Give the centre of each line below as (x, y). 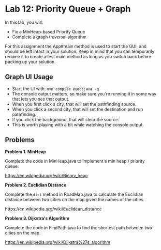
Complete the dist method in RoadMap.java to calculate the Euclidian (74, 194)
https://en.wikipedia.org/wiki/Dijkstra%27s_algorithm (58, 242)
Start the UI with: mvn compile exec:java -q (55, 89)
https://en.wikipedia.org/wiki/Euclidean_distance (53, 209)
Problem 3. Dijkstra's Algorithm (37, 218)
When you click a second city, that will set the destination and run (77, 109)
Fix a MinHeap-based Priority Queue (49, 31)
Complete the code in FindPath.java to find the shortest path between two (79, 227)
